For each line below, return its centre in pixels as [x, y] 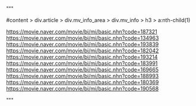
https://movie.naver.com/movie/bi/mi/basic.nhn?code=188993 [83, 76]
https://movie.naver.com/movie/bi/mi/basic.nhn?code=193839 [83, 44]
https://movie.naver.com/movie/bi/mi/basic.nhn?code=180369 [83, 82]
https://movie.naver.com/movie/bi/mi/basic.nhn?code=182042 [83, 51]
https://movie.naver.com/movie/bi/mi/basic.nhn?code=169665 [83, 70]
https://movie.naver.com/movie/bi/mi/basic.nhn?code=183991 [82, 63]
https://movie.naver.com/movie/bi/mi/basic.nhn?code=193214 [82, 57]
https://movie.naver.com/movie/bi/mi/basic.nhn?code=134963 [83, 38]
